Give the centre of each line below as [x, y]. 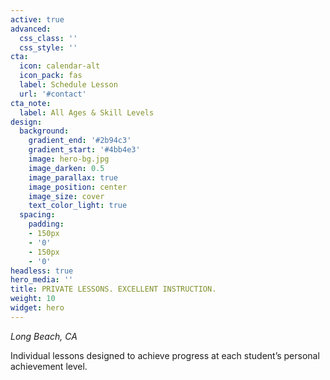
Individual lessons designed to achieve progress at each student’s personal [165, 355]
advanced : [31, 29]
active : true [37, 19]
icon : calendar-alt [60, 66]
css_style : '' [48, 47]
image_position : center [78, 187]
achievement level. [49, 366]
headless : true [42, 271]
